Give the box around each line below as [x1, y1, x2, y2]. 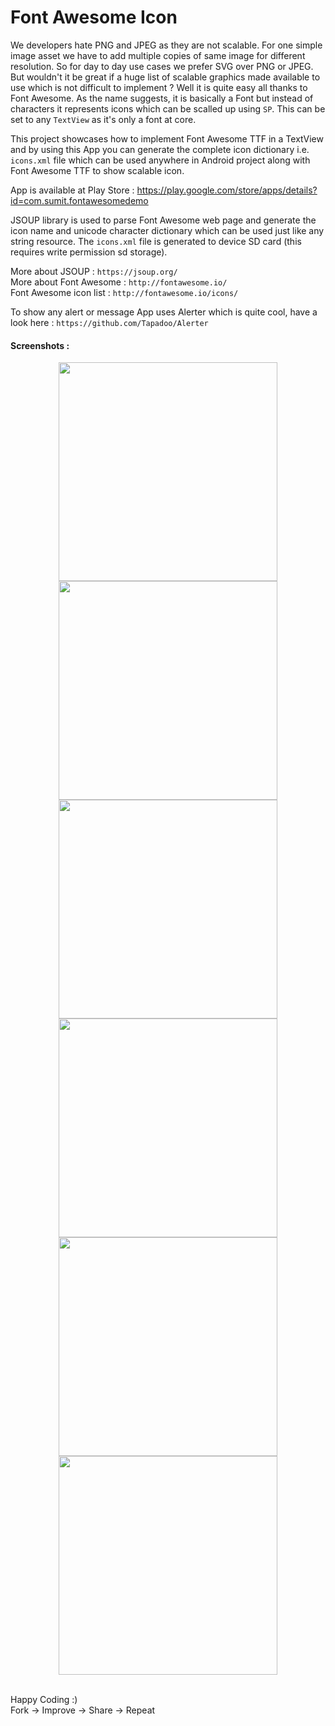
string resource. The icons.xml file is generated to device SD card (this [10, 235, 302, 247]
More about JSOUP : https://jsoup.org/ [10, 265, 178, 277]
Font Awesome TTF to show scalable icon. [10, 164, 185, 176]
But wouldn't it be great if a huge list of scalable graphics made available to [10, 71, 321, 83]
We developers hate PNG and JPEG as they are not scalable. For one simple [10, 39, 323, 51]
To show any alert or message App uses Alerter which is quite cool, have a [10, 306, 318, 318]
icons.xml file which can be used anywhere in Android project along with [10, 154, 311, 166]
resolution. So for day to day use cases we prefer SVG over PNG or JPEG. [10, 60, 314, 72]
